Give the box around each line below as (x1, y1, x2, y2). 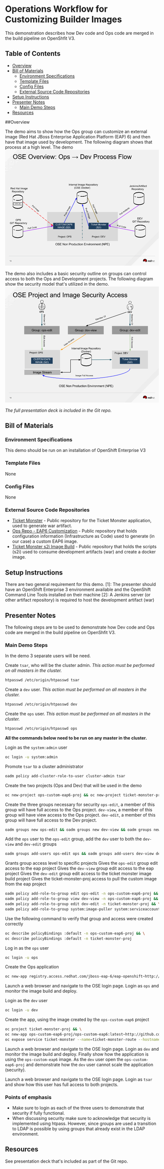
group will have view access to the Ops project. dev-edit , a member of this (5, 812, 156, 818)
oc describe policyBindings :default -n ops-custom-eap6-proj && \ (5, 931, 145, 936)
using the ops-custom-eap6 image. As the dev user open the (5, 1056, 123, 1062)
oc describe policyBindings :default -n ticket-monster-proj (5, 936, 132, 941)
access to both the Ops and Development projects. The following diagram (5, 276, 154, 282)
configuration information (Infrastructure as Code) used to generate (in (12, 533, 155, 539)
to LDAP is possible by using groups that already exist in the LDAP (12, 1126, 145, 1132)
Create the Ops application (5, 964, 59, 970)
